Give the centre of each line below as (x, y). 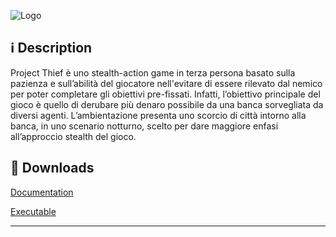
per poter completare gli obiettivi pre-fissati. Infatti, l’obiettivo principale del (165, 94)
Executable (33, 211)
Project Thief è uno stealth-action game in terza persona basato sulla (153, 72)
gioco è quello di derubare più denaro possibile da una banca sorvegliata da (167, 104)
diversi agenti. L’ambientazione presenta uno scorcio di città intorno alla (158, 115)
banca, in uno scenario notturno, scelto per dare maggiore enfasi (144, 126)
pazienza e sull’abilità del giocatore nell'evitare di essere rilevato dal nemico (166, 83)
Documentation (42, 192)
